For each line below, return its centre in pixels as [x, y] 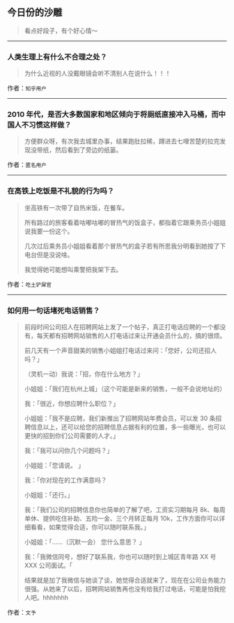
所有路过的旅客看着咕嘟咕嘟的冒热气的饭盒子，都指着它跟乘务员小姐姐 [125, 222]
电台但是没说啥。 [49, 254]
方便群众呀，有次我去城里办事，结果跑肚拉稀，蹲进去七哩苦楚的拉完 [122, 141]
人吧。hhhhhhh [46, 598]
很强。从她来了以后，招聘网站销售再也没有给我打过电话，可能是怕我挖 [125, 589]
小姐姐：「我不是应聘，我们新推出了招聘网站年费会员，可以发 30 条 [120, 418]
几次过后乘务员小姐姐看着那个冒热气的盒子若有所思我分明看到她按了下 [125, 246]
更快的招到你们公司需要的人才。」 [72, 436]
